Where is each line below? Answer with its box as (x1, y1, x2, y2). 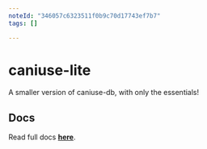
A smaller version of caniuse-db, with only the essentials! (8, 88, 200, 97)
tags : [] (8, 19, 38, 27)
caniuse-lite (8, 61, 91, 79)
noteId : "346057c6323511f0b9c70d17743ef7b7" (8, 11, 161, 20)
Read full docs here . (8, 132, 76, 142)
